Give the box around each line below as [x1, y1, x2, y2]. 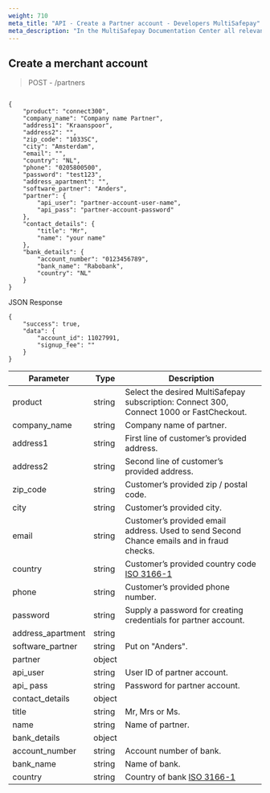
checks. [125, 545, 155, 557]
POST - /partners [27, 78, 86, 88]
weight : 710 [8, 11, 48, 20]
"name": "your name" [37, 234, 106, 242]
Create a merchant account [8, 56, 149, 70]
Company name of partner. [125, 420, 227, 431]
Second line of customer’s [125, 456, 223, 467]
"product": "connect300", [22, 108, 110, 116]
